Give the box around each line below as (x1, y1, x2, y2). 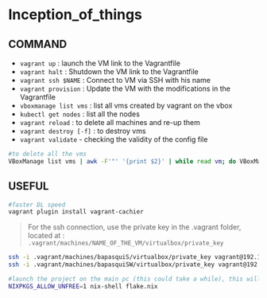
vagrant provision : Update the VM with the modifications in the (19, 84, 230, 93)
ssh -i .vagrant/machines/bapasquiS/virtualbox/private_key (8, 253, 212, 261)
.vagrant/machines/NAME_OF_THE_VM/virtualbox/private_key (27, 239, 224, 248)
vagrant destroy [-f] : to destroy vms (19, 126, 146, 135)
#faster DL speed (8, 201, 66, 209)
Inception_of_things (8, 6, 143, 24)
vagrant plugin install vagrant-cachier (8, 208, 145, 216)
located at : (27, 231, 65, 241)
